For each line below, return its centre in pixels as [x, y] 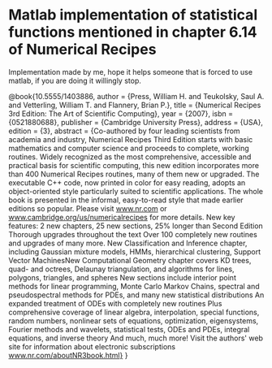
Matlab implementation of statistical [133, 15]
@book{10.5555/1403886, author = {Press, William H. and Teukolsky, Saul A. [136, 96]
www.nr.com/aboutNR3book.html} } [68, 355]
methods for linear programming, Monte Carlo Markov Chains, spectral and [134, 286]
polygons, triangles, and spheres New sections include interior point [123, 277]
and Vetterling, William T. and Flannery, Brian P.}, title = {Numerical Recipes [135, 105]
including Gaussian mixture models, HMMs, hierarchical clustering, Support [135, 251]
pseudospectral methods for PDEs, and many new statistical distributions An [136, 295]
